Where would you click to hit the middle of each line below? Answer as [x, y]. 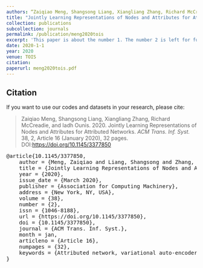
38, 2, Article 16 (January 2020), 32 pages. [75, 138]
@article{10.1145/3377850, [46, 156]
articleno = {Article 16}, [59, 241]
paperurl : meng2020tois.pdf [42, 68]
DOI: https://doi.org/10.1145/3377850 [66, 145]
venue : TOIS [21, 57]
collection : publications [39, 23]
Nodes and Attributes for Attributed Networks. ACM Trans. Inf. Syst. [105, 132]
